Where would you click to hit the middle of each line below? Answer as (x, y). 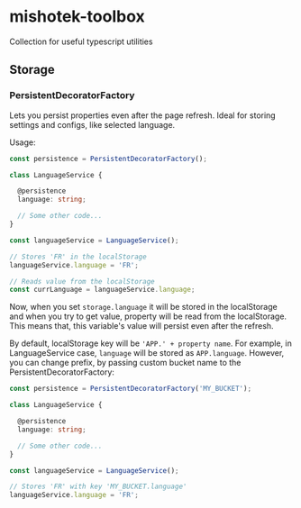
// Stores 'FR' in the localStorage (78, 257)
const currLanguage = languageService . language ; (102, 290)
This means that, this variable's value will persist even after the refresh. (141, 326)
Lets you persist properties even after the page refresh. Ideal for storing (143, 115)
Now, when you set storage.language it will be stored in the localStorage (143, 307)
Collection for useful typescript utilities (81, 41)
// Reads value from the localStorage (82, 281)
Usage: (23, 142)
